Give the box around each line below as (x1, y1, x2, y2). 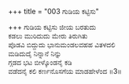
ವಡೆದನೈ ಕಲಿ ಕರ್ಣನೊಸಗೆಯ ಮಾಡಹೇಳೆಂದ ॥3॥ (8, 67, 122, 75)
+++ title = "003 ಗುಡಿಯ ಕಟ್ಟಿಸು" (8, 7, 100, 16)
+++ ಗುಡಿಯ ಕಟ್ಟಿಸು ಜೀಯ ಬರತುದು (8, 23, 97, 31)
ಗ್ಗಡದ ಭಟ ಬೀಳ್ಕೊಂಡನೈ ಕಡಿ (8, 58, 72, 67)
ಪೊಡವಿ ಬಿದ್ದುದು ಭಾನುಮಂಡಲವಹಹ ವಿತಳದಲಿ (8, 40, 116, 49)
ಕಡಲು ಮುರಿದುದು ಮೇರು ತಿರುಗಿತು (8, 31, 88, 40)
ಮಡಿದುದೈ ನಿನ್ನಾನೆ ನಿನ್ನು (8, 49, 62, 58)
